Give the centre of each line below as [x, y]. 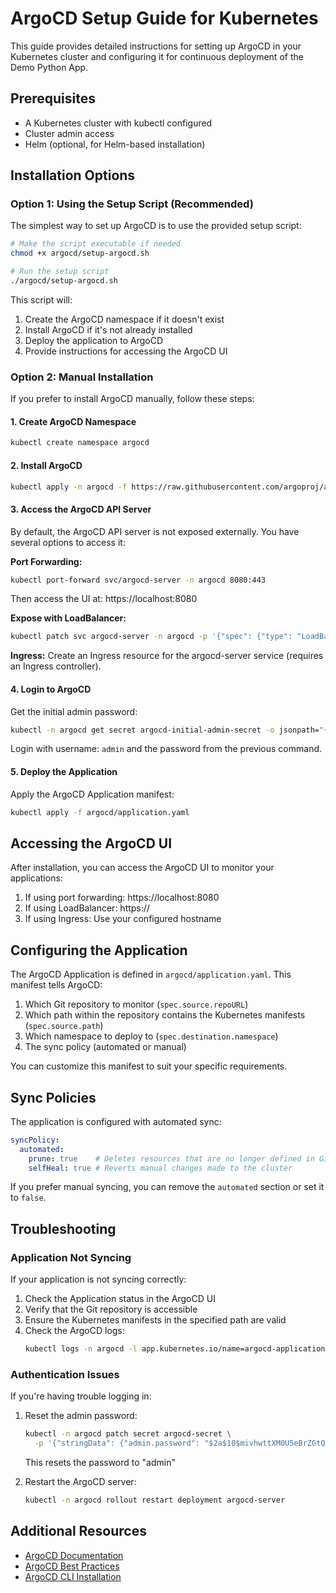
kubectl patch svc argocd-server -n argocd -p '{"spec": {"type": [151, 637]
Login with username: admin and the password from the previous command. [166, 749]
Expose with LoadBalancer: [68, 618]
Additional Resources [78, 1531]
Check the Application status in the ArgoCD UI [120, 1299]
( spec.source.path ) [64, 1026]
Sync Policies [53, 1097]
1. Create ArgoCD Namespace [73, 421]
